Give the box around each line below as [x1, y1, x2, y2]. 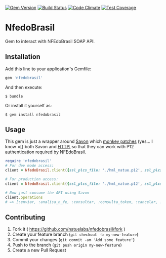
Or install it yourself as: [5, 102, 52, 108]
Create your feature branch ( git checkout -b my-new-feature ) [12, 231, 139, 237]
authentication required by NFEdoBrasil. [5, 149, 86, 155]
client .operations [5, 195, 43, 200]
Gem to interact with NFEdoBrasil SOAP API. [5, 38, 95, 44]
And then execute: [5, 84, 42, 90]
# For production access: [5, 177, 58, 182]
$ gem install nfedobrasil [5, 112, 61, 117]
